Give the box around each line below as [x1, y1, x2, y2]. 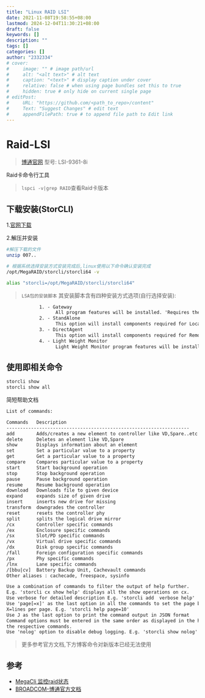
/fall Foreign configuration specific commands [6, 550, 143, 556]
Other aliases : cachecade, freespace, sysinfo [6, 572, 130, 579]
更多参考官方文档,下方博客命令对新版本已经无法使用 [21, 641, 151, 648]
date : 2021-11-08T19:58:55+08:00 [6, 15, 92, 21]
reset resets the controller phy [6, 510, 105, 516]
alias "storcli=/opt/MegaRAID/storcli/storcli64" [6, 280, 135, 286]
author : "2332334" [6, 54, 53, 60]
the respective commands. [6, 623, 72, 630]
